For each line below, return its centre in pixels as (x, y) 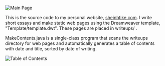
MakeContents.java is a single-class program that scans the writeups (76, 38)
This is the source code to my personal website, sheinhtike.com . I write (78, 17)
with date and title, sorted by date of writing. (51, 49)
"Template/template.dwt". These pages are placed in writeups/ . (71, 28)
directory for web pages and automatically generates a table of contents (80, 43)
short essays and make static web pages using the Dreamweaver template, (83, 23)
